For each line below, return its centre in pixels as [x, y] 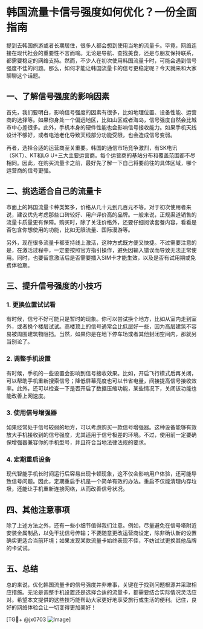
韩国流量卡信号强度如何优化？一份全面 [102, 12]
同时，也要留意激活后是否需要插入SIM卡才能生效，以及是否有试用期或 [104, 257]
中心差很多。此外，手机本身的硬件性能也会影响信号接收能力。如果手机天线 [104, 127]
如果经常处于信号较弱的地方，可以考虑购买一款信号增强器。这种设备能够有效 [101, 427]
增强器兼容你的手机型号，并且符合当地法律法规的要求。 [80, 442]
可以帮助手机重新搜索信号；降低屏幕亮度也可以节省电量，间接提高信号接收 [99, 381]
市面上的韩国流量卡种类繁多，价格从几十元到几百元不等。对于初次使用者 [96, 207]
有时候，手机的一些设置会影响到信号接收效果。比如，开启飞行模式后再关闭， [101, 373]
